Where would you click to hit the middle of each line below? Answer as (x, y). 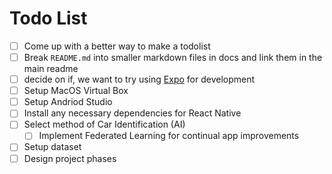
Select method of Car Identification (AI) (104, 124)
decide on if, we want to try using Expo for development (139, 79)
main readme (51, 69)
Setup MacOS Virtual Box (76, 91)
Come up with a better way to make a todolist (117, 46)
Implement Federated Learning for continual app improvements (169, 136)
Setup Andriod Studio (68, 102)
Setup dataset (52, 147)
